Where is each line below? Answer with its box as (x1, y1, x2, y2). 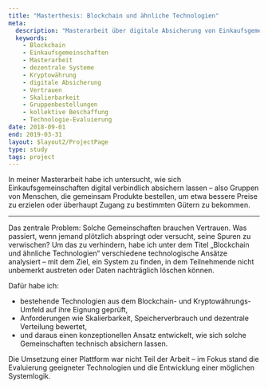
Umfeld (19, 305, 45, 315)
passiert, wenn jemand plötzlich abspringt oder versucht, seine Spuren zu (8, 232, 251, 241)
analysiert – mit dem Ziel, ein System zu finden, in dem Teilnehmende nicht (8, 257, 254, 267)
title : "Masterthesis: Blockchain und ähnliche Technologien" (8, 11, 219, 20)
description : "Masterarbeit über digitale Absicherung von (15, 26, 216, 34)
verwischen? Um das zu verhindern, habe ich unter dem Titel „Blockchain (8, 240, 250, 250)
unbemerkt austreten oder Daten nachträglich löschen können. (8, 265, 215, 276)
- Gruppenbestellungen (22, 101, 98, 109)
